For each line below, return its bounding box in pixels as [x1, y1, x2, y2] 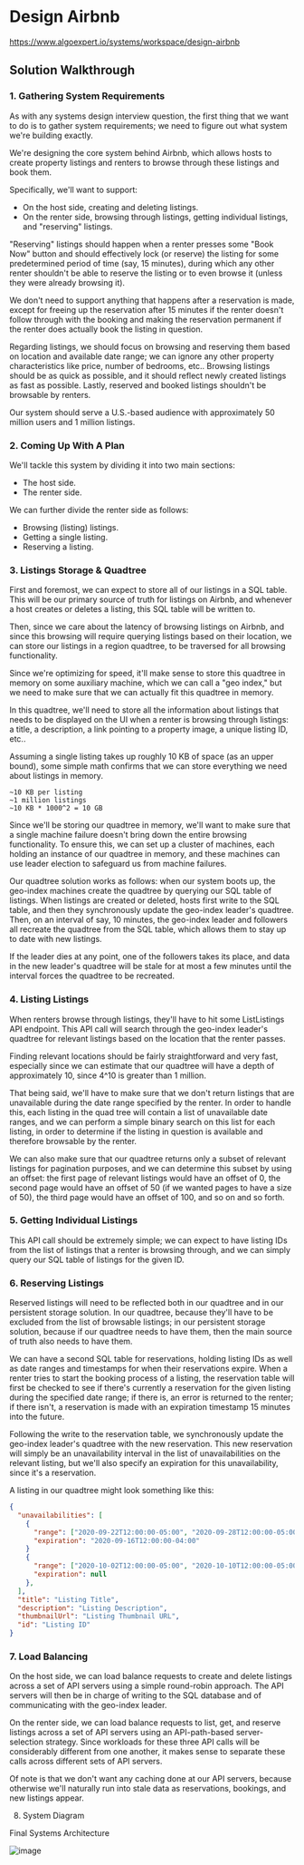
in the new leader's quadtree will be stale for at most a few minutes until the [9, 961, 292, 972]
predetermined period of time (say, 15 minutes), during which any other [9, 257, 275, 268]
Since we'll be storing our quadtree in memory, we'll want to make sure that [9, 820, 291, 831]
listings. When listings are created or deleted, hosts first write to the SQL [9, 895, 280, 906]
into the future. [9, 1412, 65, 1423]
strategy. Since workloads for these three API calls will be [44, 1736, 261, 1747]
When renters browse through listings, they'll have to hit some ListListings [9, 1014, 285, 1025]
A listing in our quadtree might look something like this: [9, 1485, 214, 1496]
